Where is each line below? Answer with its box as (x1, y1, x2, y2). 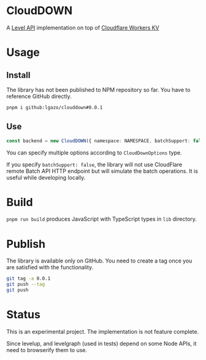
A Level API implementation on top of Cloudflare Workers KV (6, 24, 159, 31)
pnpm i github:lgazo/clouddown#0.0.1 (6, 104, 103, 110)
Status (6, 308, 41, 322)
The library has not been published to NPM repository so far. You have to (6, 86, 191, 93)
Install (6, 70, 31, 80)
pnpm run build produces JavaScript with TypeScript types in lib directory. (6, 215, 197, 223)
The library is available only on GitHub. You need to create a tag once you (6, 257, 193, 264)
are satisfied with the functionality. (6, 264, 94, 271)
